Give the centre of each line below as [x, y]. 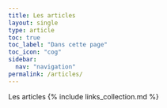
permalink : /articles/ [46, 74]
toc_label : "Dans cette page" [58, 45]
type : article [32, 30]
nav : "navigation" [46, 67]
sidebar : [23, 60]
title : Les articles [42, 15]
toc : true [25, 37]
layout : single [33, 23]
